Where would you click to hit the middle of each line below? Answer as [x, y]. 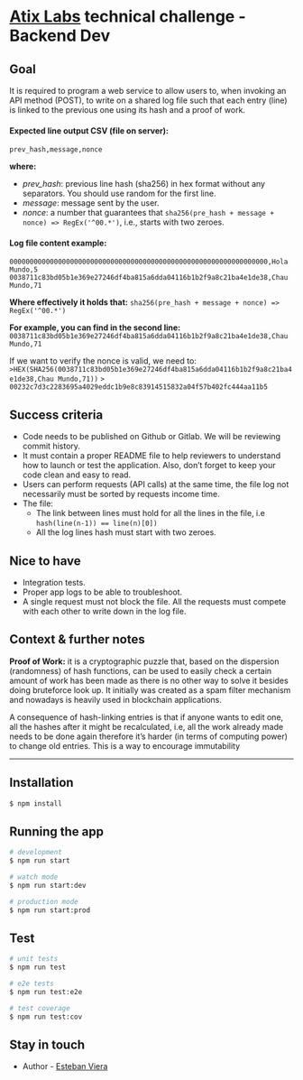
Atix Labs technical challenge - [128, 17]
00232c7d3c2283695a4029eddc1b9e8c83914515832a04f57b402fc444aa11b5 [139, 387]
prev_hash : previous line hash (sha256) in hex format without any [144, 184]
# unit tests [34, 959]
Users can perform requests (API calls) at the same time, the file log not [156, 485]
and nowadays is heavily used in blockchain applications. [116, 699]
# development [36, 853]
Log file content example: [58, 243]
